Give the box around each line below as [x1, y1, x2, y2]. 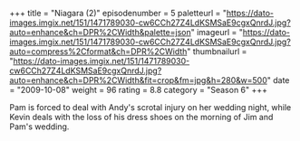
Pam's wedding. [9, 121, 70, 132]
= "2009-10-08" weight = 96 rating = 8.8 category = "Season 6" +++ [9, 85, 268, 95]
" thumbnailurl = [187, 46, 247, 57]
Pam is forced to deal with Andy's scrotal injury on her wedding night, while [9, 102, 292, 112]
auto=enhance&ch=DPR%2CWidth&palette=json [9, 27, 192, 37]
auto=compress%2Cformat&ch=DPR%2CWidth [9, 46, 188, 57]
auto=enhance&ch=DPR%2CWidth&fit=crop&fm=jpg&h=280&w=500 [9, 75, 267, 85]
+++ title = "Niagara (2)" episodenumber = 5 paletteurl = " [9, 8, 227, 18]
